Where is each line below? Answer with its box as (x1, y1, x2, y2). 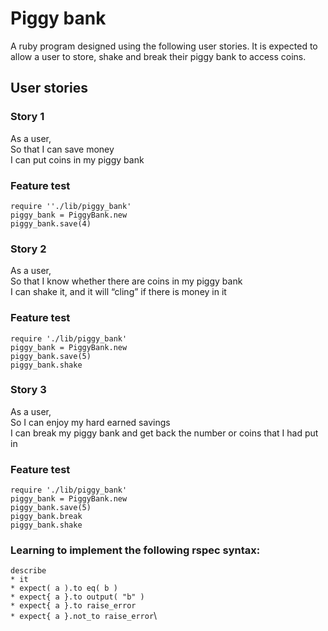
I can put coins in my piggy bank (10, 153, 145, 166)
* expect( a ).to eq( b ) (10, 583, 118, 594)
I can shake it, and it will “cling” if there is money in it (10, 286, 227, 298)
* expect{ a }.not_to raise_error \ (10, 610, 158, 622)
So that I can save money (10, 143, 115, 155)
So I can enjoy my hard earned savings (10, 416, 171, 428)
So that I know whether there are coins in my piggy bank (10, 275, 243, 287)
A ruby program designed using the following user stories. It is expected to (10, 40, 318, 52)
